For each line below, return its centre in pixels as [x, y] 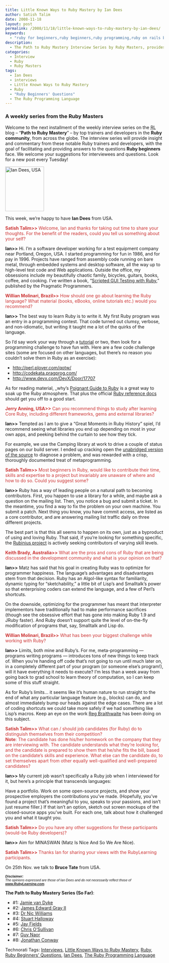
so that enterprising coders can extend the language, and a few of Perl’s [80, 589]
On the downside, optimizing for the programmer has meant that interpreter [83, 604]
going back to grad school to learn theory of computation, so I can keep [80, 677]
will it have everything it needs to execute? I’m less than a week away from [82, 672]
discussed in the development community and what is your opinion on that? [83, 558]
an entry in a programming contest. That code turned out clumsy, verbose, [82, 321]
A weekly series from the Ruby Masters [54, 116]
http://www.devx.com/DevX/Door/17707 [54, 378]
